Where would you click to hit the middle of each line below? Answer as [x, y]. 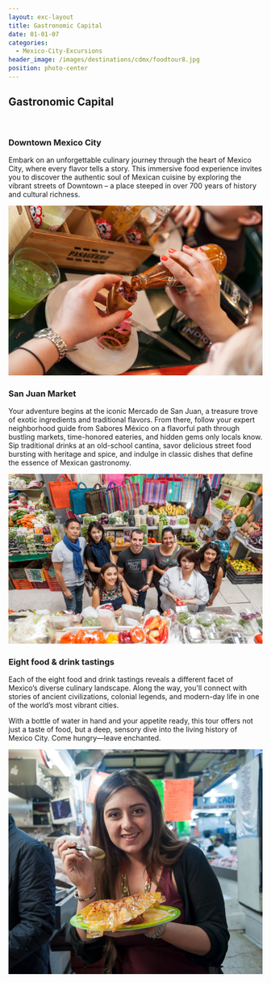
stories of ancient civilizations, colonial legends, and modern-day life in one [134, 696]
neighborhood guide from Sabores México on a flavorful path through [124, 428]
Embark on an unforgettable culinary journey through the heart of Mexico [130, 160]
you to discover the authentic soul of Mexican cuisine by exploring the [125, 177]
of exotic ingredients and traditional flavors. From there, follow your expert [132, 420]
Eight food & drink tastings [61, 661]
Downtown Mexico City [55, 142]
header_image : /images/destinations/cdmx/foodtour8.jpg [104, 60]
